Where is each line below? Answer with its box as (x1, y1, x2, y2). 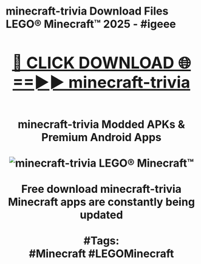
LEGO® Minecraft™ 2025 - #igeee (5, 17, 177, 31)
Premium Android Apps (41, 130, 162, 144)
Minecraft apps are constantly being (7, 195, 196, 209)
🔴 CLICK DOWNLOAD (12, 52, 174, 72)
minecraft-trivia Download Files (5, 4, 169, 18)
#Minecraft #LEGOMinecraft (29, 246, 174, 260)
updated (80, 208, 123, 221)
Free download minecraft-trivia (21, 182, 182, 196)
